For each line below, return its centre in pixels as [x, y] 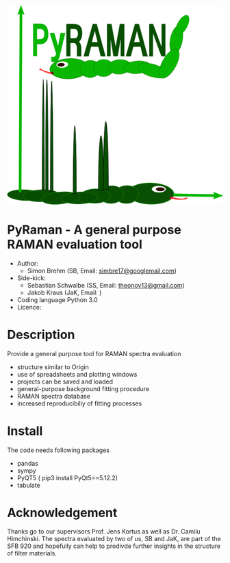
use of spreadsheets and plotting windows [77, 374]
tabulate [29, 485]
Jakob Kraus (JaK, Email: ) [64, 292]
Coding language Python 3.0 [57, 299]
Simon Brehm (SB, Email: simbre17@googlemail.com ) [102, 271]
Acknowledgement [62, 513]
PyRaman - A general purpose [94, 230]
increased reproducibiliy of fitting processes [79, 403]
